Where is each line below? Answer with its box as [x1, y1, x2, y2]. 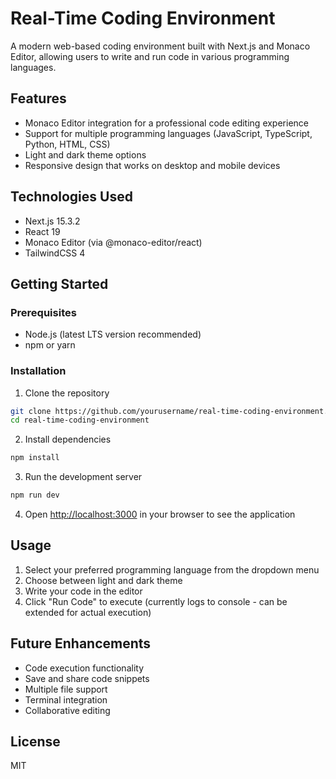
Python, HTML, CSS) [24, 138, 111, 150]
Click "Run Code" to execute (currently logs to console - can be [24, 595, 288, 607]
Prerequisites [10, 305, 77, 319]
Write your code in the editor [24, 585, 143, 597]
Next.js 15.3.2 [24, 215, 81, 227]
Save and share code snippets [24, 672, 150, 684]
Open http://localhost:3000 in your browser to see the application [24, 508, 296, 521]
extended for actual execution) [24, 606, 152, 618]
